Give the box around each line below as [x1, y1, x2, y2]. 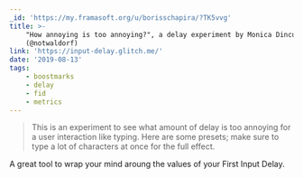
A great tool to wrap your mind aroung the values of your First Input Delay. [9, 159, 286, 170]
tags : [9, 64, 30, 73]
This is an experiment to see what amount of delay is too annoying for [31, 122, 291, 133]
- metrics [25, 97, 63, 107]
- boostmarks [25, 72, 75, 81]
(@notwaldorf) [25, 38, 78, 48]
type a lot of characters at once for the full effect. [31, 141, 216, 152]
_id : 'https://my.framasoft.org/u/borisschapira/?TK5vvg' [9, 13, 232, 23]
